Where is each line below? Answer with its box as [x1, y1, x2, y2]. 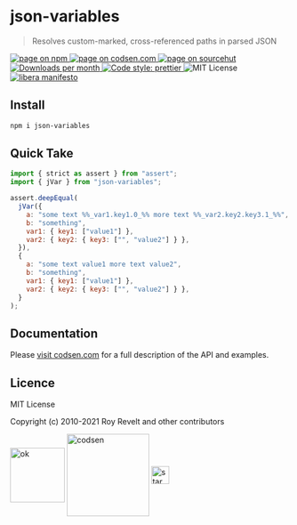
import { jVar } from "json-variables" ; [10, 178, 163, 187]
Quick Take [10, 146, 74, 161]
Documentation [10, 326, 99, 341]
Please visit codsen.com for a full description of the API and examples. [10, 350, 269, 360]
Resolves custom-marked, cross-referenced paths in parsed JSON [31, 36, 277, 46]
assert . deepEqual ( [10, 194, 78, 203]
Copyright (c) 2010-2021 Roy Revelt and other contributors [10, 416, 225, 427]
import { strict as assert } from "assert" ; [10, 169, 178, 179]
